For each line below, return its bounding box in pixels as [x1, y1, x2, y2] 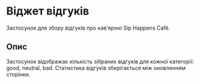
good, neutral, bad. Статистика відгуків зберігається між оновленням [6, 64, 186, 71]
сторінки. [6, 71, 30, 78]
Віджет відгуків [6, 4, 90, 18]
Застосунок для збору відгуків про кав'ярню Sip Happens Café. [6, 24, 171, 31]
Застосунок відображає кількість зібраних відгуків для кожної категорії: [6, 57, 194, 65]
